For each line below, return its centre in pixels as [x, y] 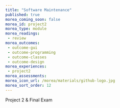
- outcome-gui [22, 48]
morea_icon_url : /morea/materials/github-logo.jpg [60, 81]
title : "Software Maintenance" [39, 10]
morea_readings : [22, 33]
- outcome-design [26, 62]
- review [17, 39]
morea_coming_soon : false [33, 19]
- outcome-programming [32, 52]
